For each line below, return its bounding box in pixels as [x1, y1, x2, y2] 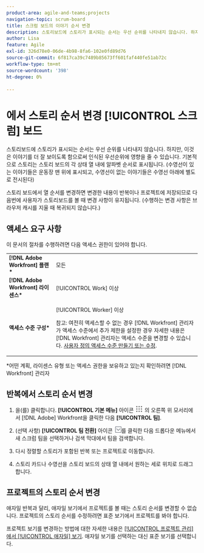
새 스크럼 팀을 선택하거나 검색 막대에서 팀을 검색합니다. [15, 434, 145, 442]
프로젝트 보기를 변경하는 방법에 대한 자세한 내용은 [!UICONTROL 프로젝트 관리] [6, 525, 194, 532]
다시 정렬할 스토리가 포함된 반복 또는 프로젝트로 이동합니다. [15, 447, 155, 455]
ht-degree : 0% [6, 74, 42, 80]
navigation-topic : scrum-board [6, 16, 86, 22]
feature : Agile [6, 42, 45, 48]
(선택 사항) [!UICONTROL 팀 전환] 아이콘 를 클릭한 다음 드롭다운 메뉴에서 [15, 427, 196, 434]
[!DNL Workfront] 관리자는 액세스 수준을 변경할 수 [55, 334, 175, 342]
